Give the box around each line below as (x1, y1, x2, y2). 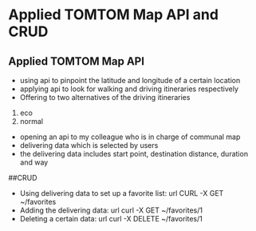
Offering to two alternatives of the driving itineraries (19, 93, 191, 102)
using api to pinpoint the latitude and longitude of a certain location (19, 76, 241, 85)
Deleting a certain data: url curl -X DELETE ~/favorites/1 (19, 214, 203, 223)
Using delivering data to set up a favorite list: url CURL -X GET (19, 189, 224, 197)
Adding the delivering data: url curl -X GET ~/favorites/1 (19, 205, 203, 215)
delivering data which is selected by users (19, 141, 159, 149)
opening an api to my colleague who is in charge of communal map (19, 132, 241, 141)
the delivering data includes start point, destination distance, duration (19, 149, 249, 158)
